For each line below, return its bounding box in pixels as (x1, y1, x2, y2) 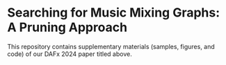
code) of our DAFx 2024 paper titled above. (7, 50, 132, 58)
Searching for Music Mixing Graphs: (7, 5, 220, 21)
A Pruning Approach (7, 19, 127, 35)
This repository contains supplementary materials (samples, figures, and (7, 42, 216, 50)
